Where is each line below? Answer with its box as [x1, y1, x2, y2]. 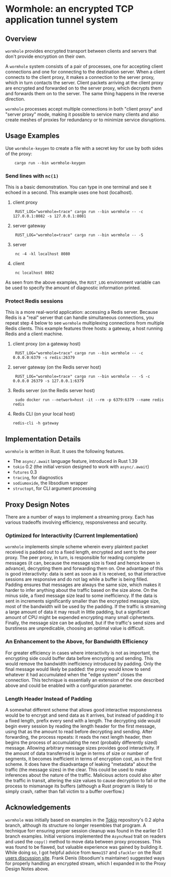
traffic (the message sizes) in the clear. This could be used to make [5, 766, 147, 773]
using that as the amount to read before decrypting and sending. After [5, 728, 153, 735]
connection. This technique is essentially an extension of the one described [5, 677, 164, 683]
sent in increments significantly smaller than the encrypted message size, [5, 598, 160, 604]
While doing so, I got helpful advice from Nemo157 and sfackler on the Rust [5, 849, 162, 855]
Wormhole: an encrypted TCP [5, 3, 134, 15]
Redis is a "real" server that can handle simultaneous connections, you [5, 314, 154, 320]
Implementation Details [5, 435, 81, 443]
